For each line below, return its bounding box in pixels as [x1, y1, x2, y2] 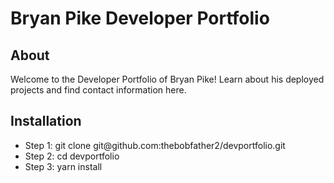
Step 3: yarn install [24, 160, 103, 172]
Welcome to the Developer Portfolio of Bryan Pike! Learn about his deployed [10, 73, 325, 85]
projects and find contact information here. [10, 84, 187, 96]
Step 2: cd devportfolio [24, 150, 120, 162]
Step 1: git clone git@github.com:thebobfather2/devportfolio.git [24, 139, 286, 151]
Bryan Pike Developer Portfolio [10, 7, 270, 30]
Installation [10, 113, 82, 130]
